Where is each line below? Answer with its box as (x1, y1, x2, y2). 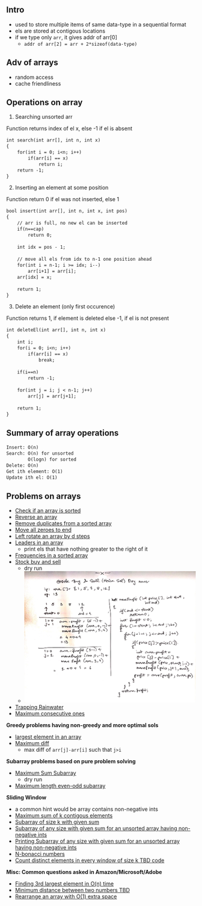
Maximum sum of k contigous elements (14, 812, 113, 819)
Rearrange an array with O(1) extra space (14, 893, 117, 900)
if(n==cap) (17, 226, 44, 233)
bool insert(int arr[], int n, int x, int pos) (6, 208, 128, 214)
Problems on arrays (6, 491, 81, 501)
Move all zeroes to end (14, 526, 72, 534)
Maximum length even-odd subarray (14, 783, 106, 790)
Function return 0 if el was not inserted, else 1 (6, 196, 119, 203)
